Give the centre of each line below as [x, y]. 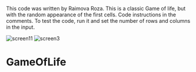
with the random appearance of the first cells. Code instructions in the [91, 15]
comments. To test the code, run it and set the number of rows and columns [98, 21]
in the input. [21, 27]
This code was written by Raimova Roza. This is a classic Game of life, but [96, 8]
